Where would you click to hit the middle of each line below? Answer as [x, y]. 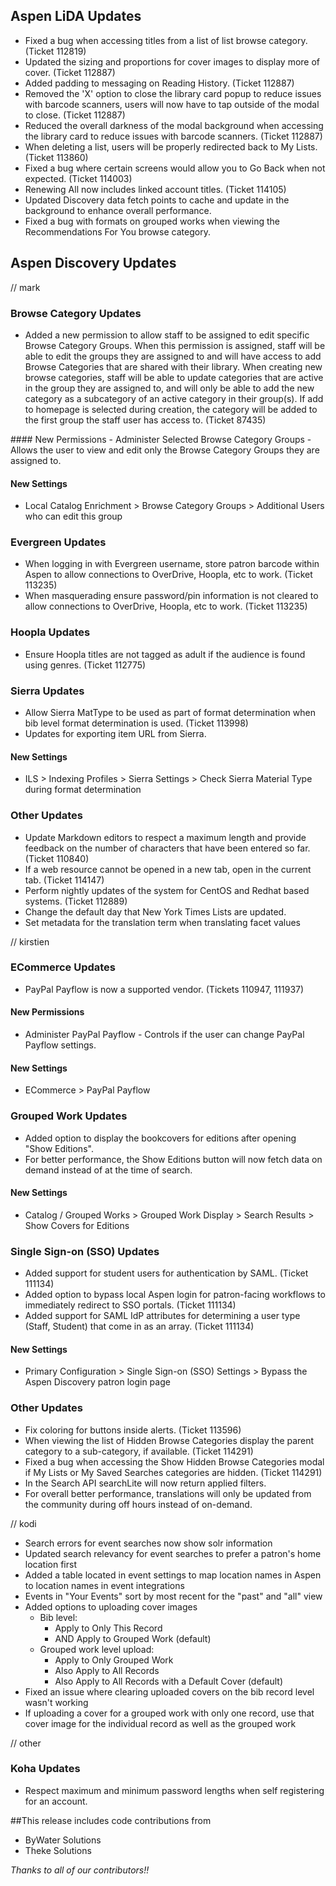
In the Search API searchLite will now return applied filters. [145, 1483]
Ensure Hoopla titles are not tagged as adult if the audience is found [165, 654]
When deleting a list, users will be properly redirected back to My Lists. [171, 146]
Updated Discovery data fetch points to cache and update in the [157, 200]
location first [50, 1564]
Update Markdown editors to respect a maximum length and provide [165, 837]
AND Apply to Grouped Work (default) [133, 1638]
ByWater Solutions [63, 1840]
